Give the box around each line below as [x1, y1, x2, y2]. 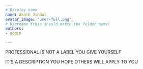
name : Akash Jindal [5, 12, 47, 17]
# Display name [5, 7, 38, 13]
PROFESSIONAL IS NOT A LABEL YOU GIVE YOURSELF [5, 49, 121, 55]
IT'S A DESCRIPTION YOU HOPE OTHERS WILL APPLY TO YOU [5, 59, 138, 64]
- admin [5, 31, 22, 36]
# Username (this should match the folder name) [5, 21, 110, 27]
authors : [5, 26, 24, 31]
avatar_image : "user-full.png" [5, 17, 72, 22]
